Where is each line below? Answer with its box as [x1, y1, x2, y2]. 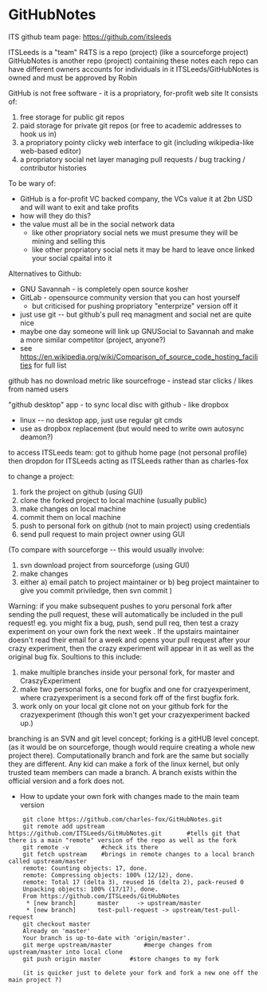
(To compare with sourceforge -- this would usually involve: [8, 545, 205, 554]
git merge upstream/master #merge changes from [22, 941, 213, 949]
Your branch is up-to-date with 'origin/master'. [22, 934, 191, 942]
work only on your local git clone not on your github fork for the [19, 701, 229, 711]
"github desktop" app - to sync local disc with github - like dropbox [8, 400, 230, 409]
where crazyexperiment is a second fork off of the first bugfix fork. [19, 692, 240, 703]
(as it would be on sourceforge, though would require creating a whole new [8, 742, 256, 751]
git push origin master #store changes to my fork [22, 955, 219, 962]
